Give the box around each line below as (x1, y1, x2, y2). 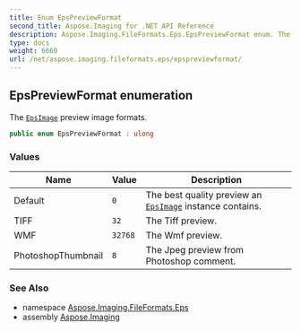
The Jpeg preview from (145, 243, 245, 256)
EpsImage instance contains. (145, 199, 262, 212)
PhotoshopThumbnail (13, 248, 104, 261)
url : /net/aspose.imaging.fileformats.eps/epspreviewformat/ (9, 55, 243, 64)
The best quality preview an (145, 188, 262, 201)
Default (13, 194, 45, 206)
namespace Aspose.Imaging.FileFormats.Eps (21, 302, 189, 313)
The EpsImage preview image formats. (9, 111, 148, 122)
